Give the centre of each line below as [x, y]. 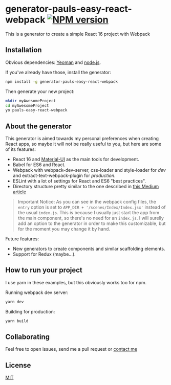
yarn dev [15, 302]
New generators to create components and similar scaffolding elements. [89, 249]
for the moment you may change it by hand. [64, 229]
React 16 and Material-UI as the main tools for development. [76, 160]
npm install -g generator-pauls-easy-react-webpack [61, 82]
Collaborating [28, 337]
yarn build [17, 321]
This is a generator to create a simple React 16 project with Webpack [78, 34]
